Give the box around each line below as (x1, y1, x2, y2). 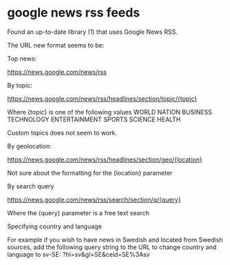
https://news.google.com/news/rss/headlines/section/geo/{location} (7, 155, 202, 164)
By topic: (7, 81, 32, 89)
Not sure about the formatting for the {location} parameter (7, 168, 173, 177)
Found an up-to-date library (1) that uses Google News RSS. (7, 28, 178, 36)
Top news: (7, 54, 37, 63)
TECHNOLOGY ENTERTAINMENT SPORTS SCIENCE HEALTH (7, 115, 181, 124)
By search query (7, 181, 55, 190)
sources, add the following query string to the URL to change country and (7, 243, 217, 251)
